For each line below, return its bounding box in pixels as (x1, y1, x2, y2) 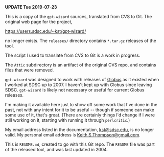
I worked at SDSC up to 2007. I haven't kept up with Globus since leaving (5, 82, 152, 88)
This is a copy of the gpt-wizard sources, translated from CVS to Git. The (5, 14, 152, 19)
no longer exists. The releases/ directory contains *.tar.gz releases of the (5, 38, 157, 44)
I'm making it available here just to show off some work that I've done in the (5, 102, 158, 107)
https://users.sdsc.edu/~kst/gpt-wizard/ (5, 28, 86, 34)
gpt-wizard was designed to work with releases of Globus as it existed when (5, 77, 159, 82)
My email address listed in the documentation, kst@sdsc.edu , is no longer (5, 127, 154, 133)
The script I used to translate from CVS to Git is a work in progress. (5, 52, 141, 58)
